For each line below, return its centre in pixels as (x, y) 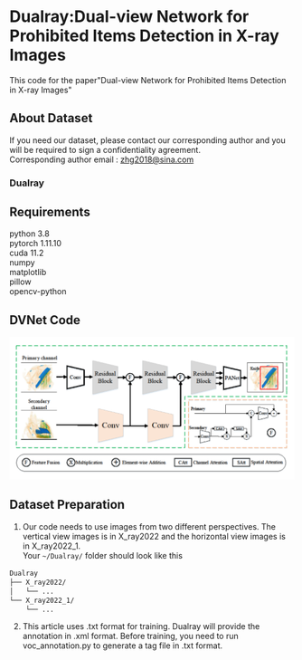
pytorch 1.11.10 (35, 244)
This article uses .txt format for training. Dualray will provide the (141, 626)
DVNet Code (45, 320)
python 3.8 (29, 234)
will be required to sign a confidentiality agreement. (105, 149)
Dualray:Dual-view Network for (129, 17)
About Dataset (51, 118)
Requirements (50, 212)
